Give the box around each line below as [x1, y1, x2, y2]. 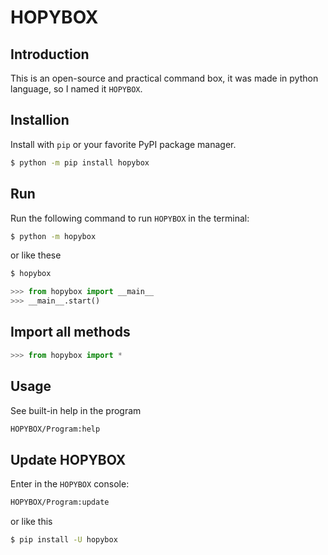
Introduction [10, 46, 90, 63]
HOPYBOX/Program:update [10, 497, 110, 508]
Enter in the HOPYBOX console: [10, 478, 130, 490]
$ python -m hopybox [10, 231, 97, 241]
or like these [10, 249, 62, 261]
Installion [10, 112, 70, 129]
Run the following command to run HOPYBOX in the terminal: [10, 212, 250, 224]
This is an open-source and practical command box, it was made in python [10, 72, 319, 84]
